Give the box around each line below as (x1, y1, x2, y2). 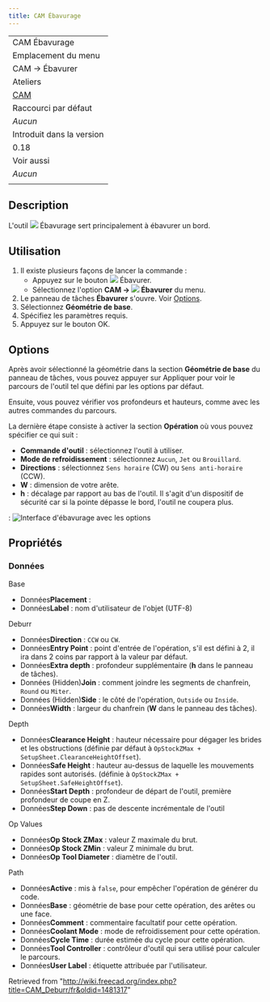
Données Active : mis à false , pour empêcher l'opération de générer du (19, 883, 259, 893)
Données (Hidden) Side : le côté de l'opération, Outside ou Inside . (19, 695, 239, 704)
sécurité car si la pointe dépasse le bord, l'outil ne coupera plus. (19, 497, 234, 507)
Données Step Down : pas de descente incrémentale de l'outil (19, 803, 225, 813)
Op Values (8, 818, 43, 829)
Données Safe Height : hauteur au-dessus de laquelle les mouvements (19, 760, 255, 770)
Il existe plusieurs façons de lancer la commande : (19, 266, 188, 276)
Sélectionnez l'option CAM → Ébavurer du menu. (32, 285, 206, 295)
